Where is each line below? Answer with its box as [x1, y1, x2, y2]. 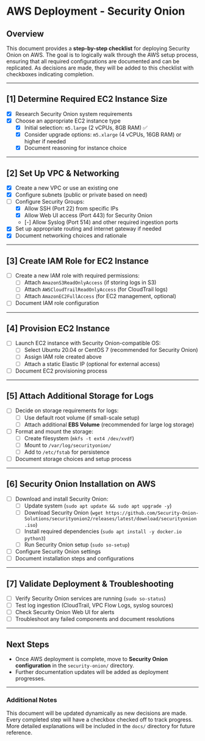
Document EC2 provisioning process [15, 367, 108, 374]
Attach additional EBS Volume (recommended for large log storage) [24, 421, 195, 428]
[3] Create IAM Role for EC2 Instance [6, 256, 149, 266]
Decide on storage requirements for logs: [15, 407, 119, 414]
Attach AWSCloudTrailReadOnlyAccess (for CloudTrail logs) [24, 285, 168, 293]
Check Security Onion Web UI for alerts [15, 609, 115, 616]
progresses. [15, 675, 46, 682]
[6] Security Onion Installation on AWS [6, 479, 156, 489]
